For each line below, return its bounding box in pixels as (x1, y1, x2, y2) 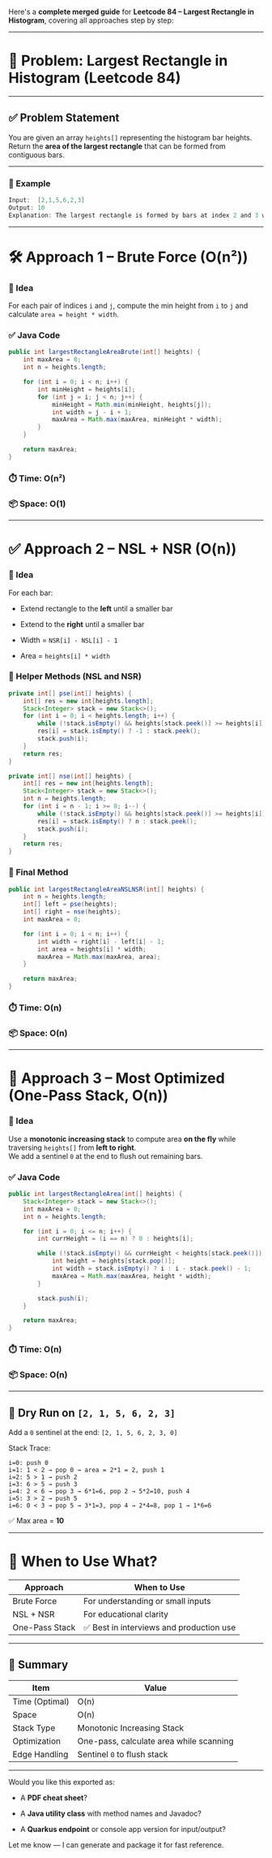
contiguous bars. (8, 149, 65, 159)
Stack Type (12, 1722, 56, 1733)
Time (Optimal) (12, 1696, 70, 1707)
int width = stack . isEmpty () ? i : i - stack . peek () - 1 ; (51, 1264, 252, 1273)
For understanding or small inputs (83, 1596, 211, 1607)
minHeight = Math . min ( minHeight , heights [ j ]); (51, 400, 212, 408)
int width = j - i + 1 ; (51, 408, 132, 417)
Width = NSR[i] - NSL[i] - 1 (19, 635, 118, 645)
